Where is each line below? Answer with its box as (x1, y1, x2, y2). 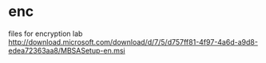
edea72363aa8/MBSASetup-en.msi (8, 45, 125, 55)
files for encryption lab (8, 29, 83, 38)
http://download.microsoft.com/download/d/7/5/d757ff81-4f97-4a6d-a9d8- (8, 37, 258, 46)
